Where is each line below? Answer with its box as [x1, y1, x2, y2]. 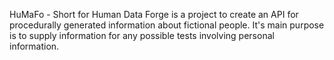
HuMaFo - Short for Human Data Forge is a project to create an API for [9, 9, 299, 20]
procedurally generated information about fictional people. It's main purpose [9, 19, 325, 31]
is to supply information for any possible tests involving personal [9, 30, 275, 41]
